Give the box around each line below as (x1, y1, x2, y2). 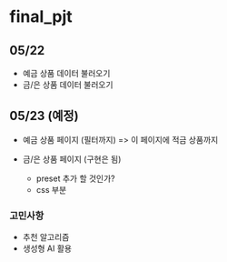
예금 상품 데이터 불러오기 (22, 68, 111, 78)
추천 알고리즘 (22, 232, 70, 243)
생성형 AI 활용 (22, 243, 73, 254)
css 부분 (35, 184, 67, 195)
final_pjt (9, 6, 73, 27)
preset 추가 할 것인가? (35, 173, 115, 184)
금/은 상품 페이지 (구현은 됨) (22, 153, 122, 165)
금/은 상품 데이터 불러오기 (22, 79, 113, 90)
